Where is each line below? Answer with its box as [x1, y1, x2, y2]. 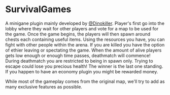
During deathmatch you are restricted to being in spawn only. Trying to [5, 58, 153, 64]
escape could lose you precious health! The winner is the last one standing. [5, 63, 163, 69]
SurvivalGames [5, 4, 72, 15]
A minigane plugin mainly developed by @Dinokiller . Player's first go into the [5, 20, 165, 26]
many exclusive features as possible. [5, 83, 83, 89]
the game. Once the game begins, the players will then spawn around [5, 31, 151, 37]
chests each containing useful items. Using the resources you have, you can [5, 36, 165, 42]
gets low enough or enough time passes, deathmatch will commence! [5, 52, 151, 59]
